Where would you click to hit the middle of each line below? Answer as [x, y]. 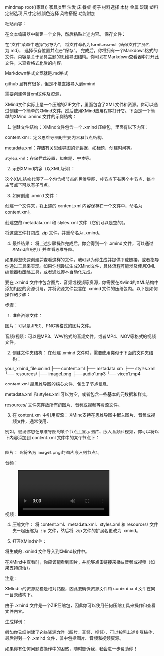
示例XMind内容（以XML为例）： [44, 169]
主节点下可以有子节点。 [29, 185]
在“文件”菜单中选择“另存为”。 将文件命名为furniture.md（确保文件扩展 [75, 45]
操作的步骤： [18, 294]
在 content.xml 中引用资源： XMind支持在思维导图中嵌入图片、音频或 [82, 415]
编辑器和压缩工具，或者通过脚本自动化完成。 [50, 272]
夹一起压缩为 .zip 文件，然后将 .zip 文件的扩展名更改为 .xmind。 [76, 531]
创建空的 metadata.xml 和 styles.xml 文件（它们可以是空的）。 [67, 222]
